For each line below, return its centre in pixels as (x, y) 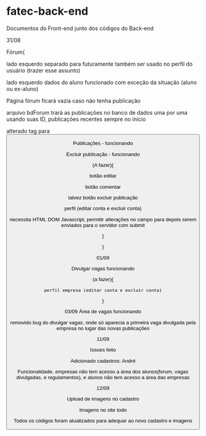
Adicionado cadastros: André (103, 361)
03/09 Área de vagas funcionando (103, 312)
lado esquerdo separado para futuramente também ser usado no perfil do (100, 64)
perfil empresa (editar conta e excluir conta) (103, 290)
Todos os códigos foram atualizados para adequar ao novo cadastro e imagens (103, 421)
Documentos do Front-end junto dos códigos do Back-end (80, 28)
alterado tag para (28, 131)
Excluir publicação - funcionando (103, 154)
